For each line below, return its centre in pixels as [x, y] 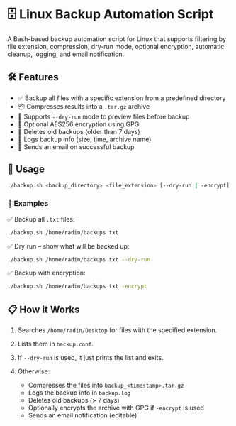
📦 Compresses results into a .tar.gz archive [84, 106]
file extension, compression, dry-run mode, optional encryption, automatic [116, 46]
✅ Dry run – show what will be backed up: [68, 246]
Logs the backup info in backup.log [79, 393]
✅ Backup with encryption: [46, 273]
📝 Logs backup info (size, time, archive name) [84, 139]
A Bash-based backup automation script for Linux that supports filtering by [117, 39]
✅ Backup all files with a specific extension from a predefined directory [122, 98]
